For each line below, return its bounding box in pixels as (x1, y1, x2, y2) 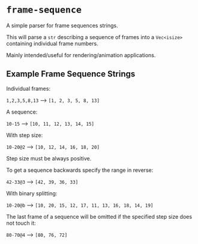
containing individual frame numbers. (6, 40, 98, 47)
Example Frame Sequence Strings (6, 69, 136, 79)
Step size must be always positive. (6, 154, 92, 162)
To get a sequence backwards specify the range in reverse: (6, 166, 154, 174)
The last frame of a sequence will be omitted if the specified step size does (6, 213, 193, 220)
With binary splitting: (6, 189, 58, 197)
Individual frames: (6, 85, 51, 92)
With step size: (6, 131, 43, 139)
